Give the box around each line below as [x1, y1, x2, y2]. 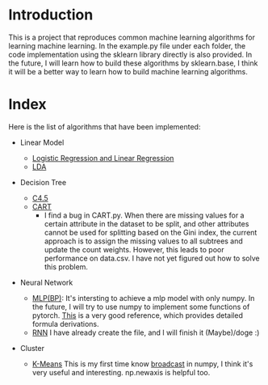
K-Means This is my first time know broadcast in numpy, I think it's [31, 358, 253, 369]
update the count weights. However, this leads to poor [44, 244, 224, 254]
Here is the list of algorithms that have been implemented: [8, 121, 201, 131]
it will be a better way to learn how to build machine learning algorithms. [8, 66, 248, 76]
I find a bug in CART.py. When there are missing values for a [44, 210, 245, 220]
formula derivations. [31, 319, 99, 328]
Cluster [19, 343, 44, 353]
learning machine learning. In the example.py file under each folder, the [8, 40, 246, 50]
